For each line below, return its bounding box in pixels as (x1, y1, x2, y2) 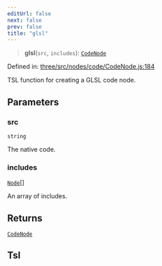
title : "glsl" (7, 29, 49, 37)
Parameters (7, 96, 59, 108)
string (7, 133, 27, 140)
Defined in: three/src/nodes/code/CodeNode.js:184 (7, 62, 155, 71)
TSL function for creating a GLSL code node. (7, 76, 136, 84)
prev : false (7, 23, 42, 30)
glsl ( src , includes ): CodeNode (24, 49, 107, 57)
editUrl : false (7, 10, 52, 17)
